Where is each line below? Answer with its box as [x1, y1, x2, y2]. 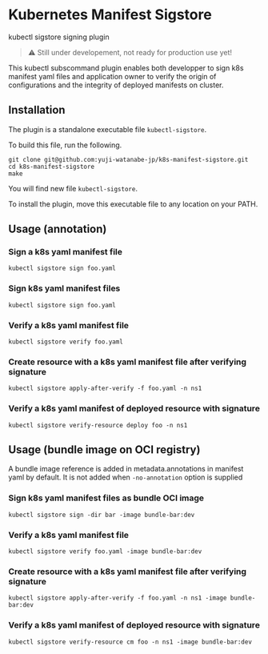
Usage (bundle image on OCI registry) [8, 443, 201, 457]
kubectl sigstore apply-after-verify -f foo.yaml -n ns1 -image [8, 594, 227, 602]
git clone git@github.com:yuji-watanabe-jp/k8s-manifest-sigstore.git [8, 155, 249, 163]
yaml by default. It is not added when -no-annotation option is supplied [8, 472, 243, 482]
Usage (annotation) [8, 223, 107, 236]
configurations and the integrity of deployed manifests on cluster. [8, 80, 224, 90]
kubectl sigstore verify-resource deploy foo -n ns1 [8, 421, 188, 429]
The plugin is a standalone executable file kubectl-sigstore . [8, 124, 206, 134]
